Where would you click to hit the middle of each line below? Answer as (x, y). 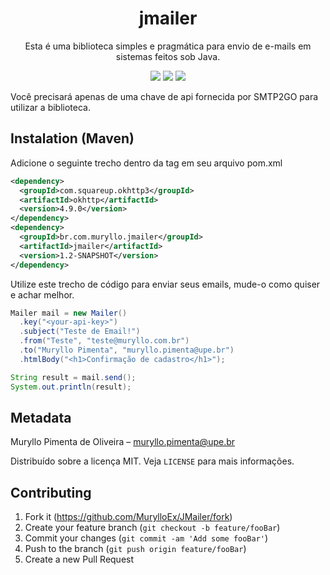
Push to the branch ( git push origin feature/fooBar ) (135, 549)
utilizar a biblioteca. (50, 107)
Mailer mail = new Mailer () (69, 313)
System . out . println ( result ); (71, 387)
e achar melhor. (42, 294)
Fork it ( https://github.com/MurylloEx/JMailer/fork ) (128, 517)
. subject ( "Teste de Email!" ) (80, 332)
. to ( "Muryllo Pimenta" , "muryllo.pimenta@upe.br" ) (127, 350)
